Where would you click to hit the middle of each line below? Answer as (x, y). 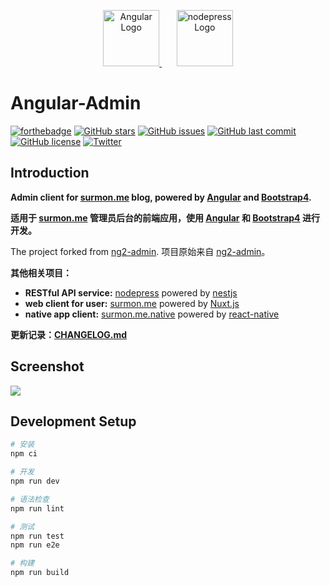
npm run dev (35, 481)
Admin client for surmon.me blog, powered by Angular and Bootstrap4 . (161, 197)
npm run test (37, 536)
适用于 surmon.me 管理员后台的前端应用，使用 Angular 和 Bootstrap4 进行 (165, 217)
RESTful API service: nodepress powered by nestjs (131, 292)
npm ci (24, 454)
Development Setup (73, 421)
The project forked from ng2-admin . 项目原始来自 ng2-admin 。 (140, 251)
